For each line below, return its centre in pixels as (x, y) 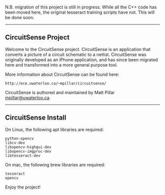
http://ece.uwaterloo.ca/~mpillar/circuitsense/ (56, 83)
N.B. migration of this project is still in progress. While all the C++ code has (81, 7)
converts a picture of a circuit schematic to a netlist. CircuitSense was (76, 54)
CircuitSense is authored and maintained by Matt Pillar (60, 92)
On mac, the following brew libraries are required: (55, 165)
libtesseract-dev (23, 156)
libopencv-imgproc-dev (28, 151)
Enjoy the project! (23, 187)
